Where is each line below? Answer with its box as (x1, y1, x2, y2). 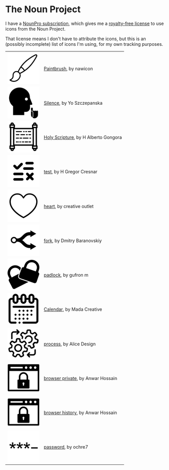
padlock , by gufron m (44, 272, 89, 278)
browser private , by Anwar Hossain (44, 375, 118, 381)
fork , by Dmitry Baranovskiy (44, 238, 102, 244)
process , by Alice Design (44, 341, 96, 347)
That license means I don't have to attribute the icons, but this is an (5, 36, 146, 42)
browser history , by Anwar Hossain (44, 409, 117, 416)
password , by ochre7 (44, 444, 88, 450)
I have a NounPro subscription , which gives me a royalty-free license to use (5, 20, 164, 26)
